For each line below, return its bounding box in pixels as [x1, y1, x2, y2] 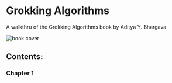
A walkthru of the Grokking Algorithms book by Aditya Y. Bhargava [6, 23, 167, 30]
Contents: [6, 51, 43, 62]
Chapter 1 [6, 69, 34, 77]
